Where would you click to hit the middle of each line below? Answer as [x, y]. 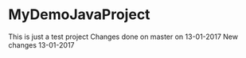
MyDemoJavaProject [79, 15]
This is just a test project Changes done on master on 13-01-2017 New [123, 37]
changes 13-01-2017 [41, 44]
